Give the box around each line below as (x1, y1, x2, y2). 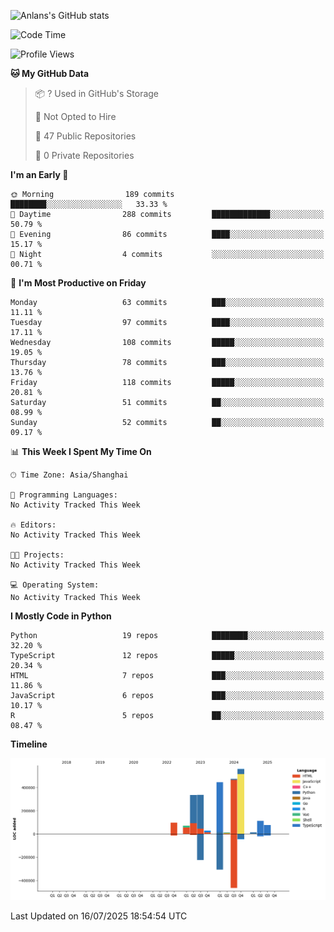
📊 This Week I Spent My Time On (10, 446, 152, 457)
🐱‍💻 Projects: (10, 550, 65, 560)
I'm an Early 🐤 (10, 169, 69, 180)
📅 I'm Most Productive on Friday (10, 277, 147, 289)
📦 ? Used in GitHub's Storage (34, 88, 160, 99)
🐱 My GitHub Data (10, 68, 90, 79)
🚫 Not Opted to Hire (34, 111, 117, 122)
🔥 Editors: (10, 520, 57, 530)
